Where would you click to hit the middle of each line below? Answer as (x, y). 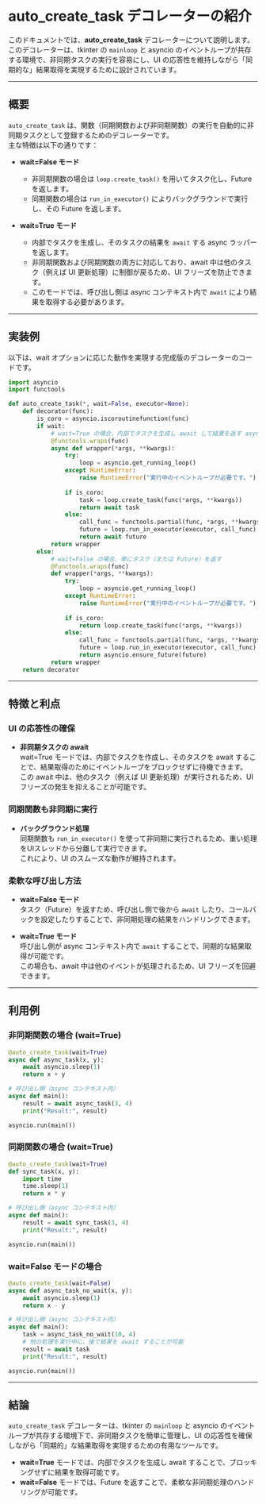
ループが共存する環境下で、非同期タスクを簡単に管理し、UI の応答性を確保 (130, 1436)
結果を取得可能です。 (89, 1472)
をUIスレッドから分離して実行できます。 (85, 848)
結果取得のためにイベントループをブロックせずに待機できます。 (144, 767)
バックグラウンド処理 (54, 828)
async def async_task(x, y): (56, 1060)
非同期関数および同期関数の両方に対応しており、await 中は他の (135, 262)
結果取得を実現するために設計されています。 (108, 69)
